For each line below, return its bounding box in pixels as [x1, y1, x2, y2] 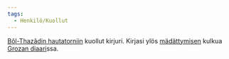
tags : [7, 10, 23, 18]
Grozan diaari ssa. [7, 44, 59, 53]
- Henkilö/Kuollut [14, 17, 69, 24]
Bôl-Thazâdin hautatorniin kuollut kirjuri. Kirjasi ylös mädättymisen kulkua [7, 36, 223, 45]
